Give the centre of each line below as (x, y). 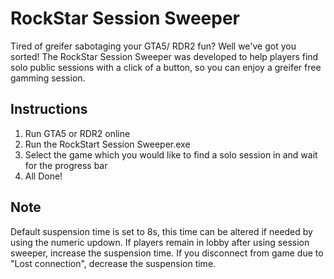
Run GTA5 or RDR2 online (77, 133)
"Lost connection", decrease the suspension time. (113, 263)
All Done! (43, 176)
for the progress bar (66, 165)
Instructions (49, 109)
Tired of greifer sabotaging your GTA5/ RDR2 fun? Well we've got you (153, 46)
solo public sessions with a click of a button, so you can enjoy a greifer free (166, 67)
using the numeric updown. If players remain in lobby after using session (160, 242)
